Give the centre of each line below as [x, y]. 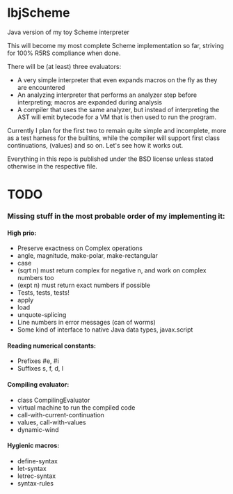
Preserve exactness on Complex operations [80, 248]
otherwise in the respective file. [52, 166]
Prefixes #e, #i [38, 361]
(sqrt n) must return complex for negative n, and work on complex [112, 270]
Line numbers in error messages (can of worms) [87, 323]
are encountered [41, 87]
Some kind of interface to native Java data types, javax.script [105, 330]
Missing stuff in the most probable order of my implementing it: [116, 216]
